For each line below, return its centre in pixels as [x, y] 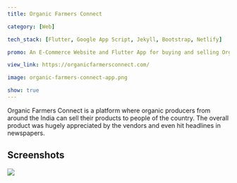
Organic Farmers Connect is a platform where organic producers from [109, 110]
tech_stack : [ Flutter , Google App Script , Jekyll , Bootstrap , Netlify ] [115, 40]
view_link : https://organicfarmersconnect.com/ [79, 65]
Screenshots [36, 155]
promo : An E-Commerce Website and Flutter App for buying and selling [113, 52]
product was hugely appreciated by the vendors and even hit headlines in [114, 125]
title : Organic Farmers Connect [55, 14]
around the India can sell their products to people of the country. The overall [118, 118]
